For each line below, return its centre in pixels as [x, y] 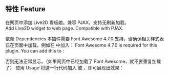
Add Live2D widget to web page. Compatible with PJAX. [65, 28]
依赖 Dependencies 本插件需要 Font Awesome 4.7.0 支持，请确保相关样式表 [85, 39]
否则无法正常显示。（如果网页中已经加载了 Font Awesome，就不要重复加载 [83, 61]
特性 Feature [25, 9]
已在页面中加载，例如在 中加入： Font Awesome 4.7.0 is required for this [81, 45]
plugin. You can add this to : [35, 50]
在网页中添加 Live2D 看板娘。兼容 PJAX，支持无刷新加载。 [67, 22]
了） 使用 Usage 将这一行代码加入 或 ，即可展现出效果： [65, 67]
